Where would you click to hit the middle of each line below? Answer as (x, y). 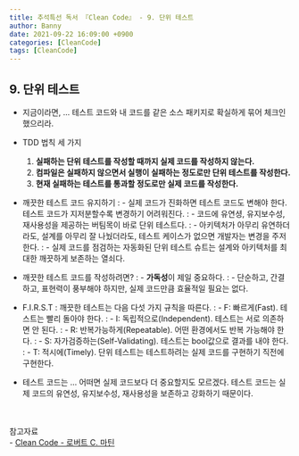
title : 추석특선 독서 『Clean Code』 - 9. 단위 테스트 (102, 17)
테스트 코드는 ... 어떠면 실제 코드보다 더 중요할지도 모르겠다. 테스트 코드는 (149, 382)
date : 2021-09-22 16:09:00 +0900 (71, 34)
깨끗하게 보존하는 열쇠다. (82, 258)
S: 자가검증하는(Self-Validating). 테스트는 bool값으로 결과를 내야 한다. (166, 341)
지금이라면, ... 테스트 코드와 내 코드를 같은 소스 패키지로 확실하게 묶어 (142, 112)
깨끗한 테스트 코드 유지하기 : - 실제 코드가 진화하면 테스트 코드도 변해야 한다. (154, 203)
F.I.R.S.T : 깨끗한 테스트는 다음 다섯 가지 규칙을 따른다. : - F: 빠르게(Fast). (150, 307)
